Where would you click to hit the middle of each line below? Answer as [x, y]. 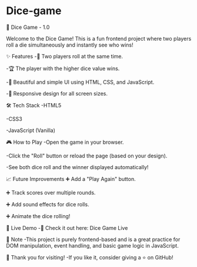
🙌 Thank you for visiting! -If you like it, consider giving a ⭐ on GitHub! [90, 257]
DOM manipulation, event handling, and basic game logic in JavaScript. [93, 245]
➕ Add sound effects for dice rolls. [48, 204]
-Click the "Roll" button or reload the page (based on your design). [87, 156]
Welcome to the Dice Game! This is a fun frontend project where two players [99, 38]
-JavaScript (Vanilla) [31, 130]
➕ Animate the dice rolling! [38, 216]
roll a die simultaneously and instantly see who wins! [70, 45]
